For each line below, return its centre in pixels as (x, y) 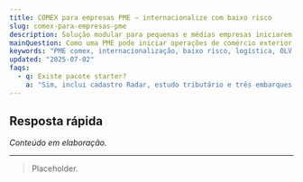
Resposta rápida (56, 121)
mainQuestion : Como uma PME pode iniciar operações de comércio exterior (151, 43)
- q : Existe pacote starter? (72, 77)
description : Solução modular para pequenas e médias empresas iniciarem (151, 34)
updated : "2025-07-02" (52, 59)
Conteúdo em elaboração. (58, 143)
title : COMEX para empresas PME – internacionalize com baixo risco (141, 18)
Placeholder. (55, 168)
